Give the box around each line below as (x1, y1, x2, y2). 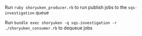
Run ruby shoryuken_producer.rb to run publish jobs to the (5, 5, 127, 10)
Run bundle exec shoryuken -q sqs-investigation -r (5, 20, 117, 25)
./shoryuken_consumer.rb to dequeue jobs (5, 25, 93, 31)
